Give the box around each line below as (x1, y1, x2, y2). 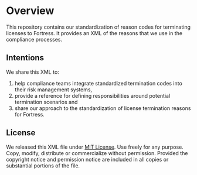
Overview (6, 4, 55, 18)
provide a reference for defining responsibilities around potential (14, 92, 171, 99)
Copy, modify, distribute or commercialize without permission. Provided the (6, 149, 188, 156)
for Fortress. (14, 111, 45, 118)
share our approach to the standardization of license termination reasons (14, 104, 191, 112)
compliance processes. (6, 36, 63, 43)
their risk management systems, (14, 86, 93, 93)
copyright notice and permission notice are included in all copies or (6, 156, 169, 163)
